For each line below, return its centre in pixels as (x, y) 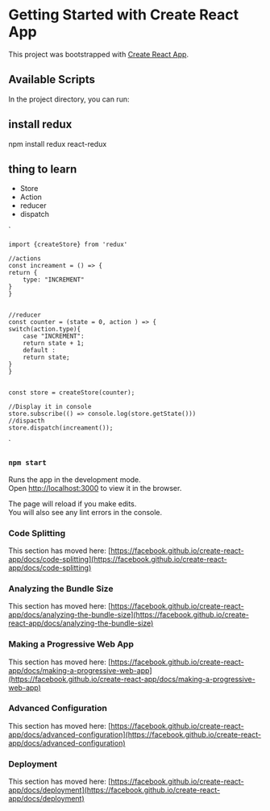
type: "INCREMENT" (54, 280)
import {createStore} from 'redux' (68, 245)
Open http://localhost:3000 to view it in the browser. (95, 488)
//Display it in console (50, 407)
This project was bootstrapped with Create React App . (99, 54)
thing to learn (43, 169)
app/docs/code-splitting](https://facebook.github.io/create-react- (118, 559)
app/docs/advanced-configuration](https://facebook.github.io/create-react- (135, 734)
